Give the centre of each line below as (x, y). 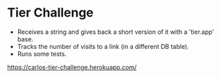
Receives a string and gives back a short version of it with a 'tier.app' (116, 32)
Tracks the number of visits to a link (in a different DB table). (103, 46)
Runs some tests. (42, 54)
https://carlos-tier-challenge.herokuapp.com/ (72, 67)
